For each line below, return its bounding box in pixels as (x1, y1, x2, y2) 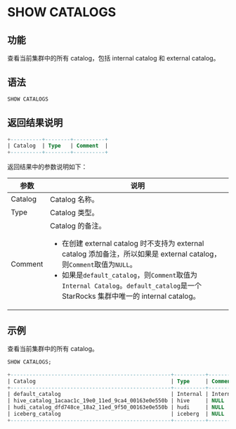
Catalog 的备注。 (50, 221, 106, 231)
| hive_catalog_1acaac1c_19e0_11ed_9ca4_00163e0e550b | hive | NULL (7, 397, 225, 404)
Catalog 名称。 (50, 195, 99, 205)
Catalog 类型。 (50, 208, 99, 218)
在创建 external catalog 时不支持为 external (62, 238, 204, 248)
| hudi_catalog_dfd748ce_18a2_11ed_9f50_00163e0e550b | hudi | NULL (7, 404, 225, 411)
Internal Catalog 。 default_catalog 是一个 (62, 281, 202, 290)
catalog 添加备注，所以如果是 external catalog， (62, 249, 221, 259)
